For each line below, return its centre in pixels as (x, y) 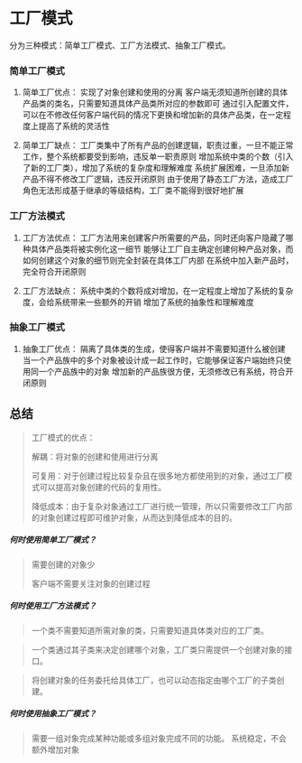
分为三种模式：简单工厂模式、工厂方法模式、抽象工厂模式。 (120, 45)
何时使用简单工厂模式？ (53, 540)
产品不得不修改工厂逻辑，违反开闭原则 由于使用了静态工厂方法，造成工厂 (158, 179)
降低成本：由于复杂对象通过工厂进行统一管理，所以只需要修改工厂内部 (162, 506)
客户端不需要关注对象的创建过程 (91, 583)
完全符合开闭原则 (54, 271)
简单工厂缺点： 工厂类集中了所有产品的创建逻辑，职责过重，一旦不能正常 (158, 145)
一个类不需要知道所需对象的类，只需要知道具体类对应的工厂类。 (150, 630)
